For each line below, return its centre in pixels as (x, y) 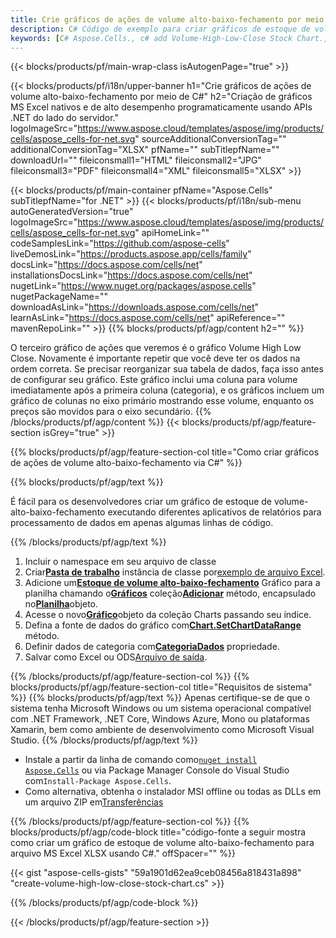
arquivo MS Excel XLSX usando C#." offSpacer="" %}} (123, 853)
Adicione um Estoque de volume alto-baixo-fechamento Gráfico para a (172, 583)
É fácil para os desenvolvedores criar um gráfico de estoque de (141, 502)
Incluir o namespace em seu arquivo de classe (120, 562)
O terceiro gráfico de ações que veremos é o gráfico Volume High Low (156, 348)
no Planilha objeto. (61, 604)
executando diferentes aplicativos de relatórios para (214, 512)
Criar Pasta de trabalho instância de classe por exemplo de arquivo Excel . (175, 572)
